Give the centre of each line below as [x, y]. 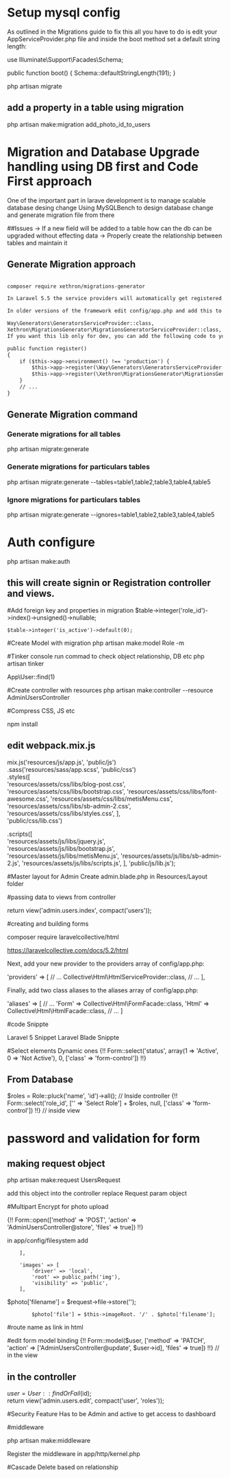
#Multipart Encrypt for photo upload [58, 1207]
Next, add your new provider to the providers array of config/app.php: [106, 964]
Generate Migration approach [71, 265]
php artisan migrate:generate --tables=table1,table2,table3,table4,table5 [109, 481]
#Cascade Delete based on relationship [63, 1467]
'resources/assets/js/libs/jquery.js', [56, 841]
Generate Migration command [73, 414]
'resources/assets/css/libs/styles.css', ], [64, 813]
